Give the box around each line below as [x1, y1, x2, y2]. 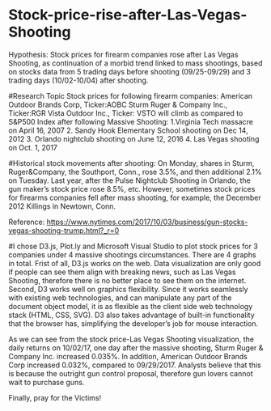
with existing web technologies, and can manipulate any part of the [8, 293, 232, 303]
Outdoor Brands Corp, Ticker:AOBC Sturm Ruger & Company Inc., [8, 100, 228, 109]
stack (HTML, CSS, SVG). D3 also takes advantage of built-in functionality [8, 310, 255, 320]
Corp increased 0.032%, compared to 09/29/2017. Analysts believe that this [8, 360, 261, 370]
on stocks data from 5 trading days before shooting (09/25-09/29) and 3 [8, 66, 251, 76]
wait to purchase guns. [8, 377, 85, 387]
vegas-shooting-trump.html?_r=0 [8, 225, 120, 235]
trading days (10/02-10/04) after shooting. [8, 75, 149, 85]
